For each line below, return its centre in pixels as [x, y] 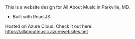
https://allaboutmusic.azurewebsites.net [47, 31]
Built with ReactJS [31, 17]
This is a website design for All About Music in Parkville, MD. [68, 7]
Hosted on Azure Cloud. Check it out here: [49, 26]
